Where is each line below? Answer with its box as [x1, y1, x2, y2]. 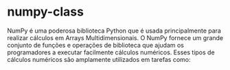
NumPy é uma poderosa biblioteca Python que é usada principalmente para [7, 27, 222, 35]
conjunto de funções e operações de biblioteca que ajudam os [7, 41, 184, 49]
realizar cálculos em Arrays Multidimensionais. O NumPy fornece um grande [7, 33, 224, 41]
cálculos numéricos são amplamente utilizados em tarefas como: [7, 55, 191, 63]
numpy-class [7, 4, 84, 20]
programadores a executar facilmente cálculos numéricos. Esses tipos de [7, 48, 215, 56]
